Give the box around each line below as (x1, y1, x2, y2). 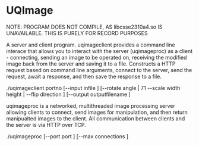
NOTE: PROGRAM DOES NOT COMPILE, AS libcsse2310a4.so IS (6, 23, 163, 30)
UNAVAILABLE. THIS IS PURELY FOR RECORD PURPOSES (6, 29, 149, 36)
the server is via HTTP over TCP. (6, 121, 86, 128)
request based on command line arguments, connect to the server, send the (6, 66, 192, 73)
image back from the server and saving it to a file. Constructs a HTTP (6, 60, 176, 67)
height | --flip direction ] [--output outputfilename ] (6, 91, 131, 98)
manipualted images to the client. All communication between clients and (6, 114, 185, 122)
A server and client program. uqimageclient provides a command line (6, 41, 175, 48)
